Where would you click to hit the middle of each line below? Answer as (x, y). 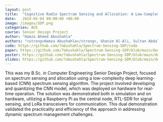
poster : (13, 55)
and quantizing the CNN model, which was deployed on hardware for (74, 88)
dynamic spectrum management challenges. (49, 114)
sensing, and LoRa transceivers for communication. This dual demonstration (81, 104)
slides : (13, 59)
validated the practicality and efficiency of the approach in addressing (75, 109)
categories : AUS (21, 28)
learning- (146, 78)
